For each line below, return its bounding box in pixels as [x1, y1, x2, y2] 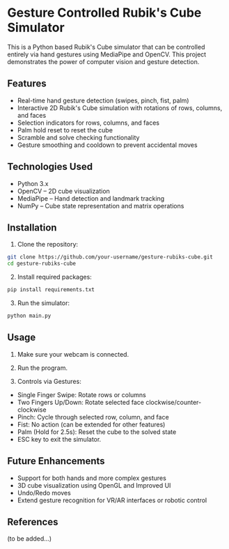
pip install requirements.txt [7, 286, 95, 293]
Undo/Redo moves [17, 488, 71, 497]
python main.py [7, 312, 52, 319]
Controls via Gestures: [17, 377, 81, 385]
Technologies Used [7, 161, 93, 173]
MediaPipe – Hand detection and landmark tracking [17, 194, 165, 203]
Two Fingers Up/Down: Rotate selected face [17, 398, 145, 406]
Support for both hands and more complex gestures [17, 474, 167, 482]
